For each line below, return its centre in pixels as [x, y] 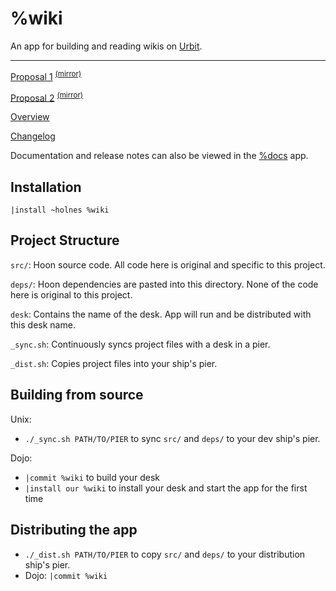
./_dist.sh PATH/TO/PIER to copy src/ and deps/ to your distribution [165, 554]
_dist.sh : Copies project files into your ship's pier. [114, 363]
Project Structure [65, 240]
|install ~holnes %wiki [60, 210]
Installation [46, 187]
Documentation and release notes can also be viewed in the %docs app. [159, 156]
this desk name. [43, 324]
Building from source [77, 395]
